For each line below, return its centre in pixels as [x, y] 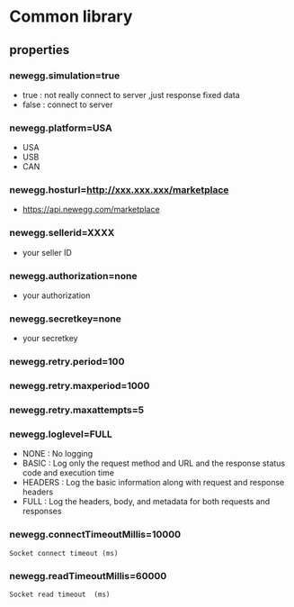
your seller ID [47, 252]
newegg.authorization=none [73, 276]
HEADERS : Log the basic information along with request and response [153, 483]
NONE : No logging [58, 454]
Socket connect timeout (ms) [64, 553]
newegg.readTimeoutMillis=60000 [88, 575]
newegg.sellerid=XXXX [62, 233]
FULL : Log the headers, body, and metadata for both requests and [146, 502]
